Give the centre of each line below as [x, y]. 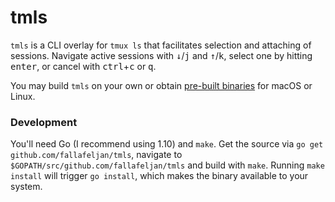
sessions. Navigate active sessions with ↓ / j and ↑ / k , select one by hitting [161, 55]
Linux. [23, 96]
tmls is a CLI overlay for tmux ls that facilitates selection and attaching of [161, 45]
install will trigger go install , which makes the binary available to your [159, 176]
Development [44, 122]
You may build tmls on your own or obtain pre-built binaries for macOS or [161, 85]
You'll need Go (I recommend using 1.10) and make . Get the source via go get [167, 144]
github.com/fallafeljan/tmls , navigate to [96, 155]
